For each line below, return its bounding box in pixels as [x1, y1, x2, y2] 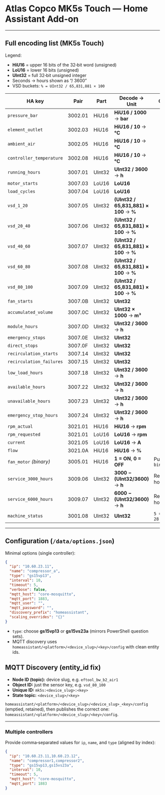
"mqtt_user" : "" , [9, 601, 45, 606]
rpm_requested [7, 431, 41, 437]
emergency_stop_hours [7, 413, 58, 418]
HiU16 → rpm [114, 423, 146, 430]
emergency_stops [7, 335, 46, 341]
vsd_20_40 [7, 223, 30, 228]
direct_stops [7, 342, 38, 348]
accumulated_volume [7, 309, 53, 315]
